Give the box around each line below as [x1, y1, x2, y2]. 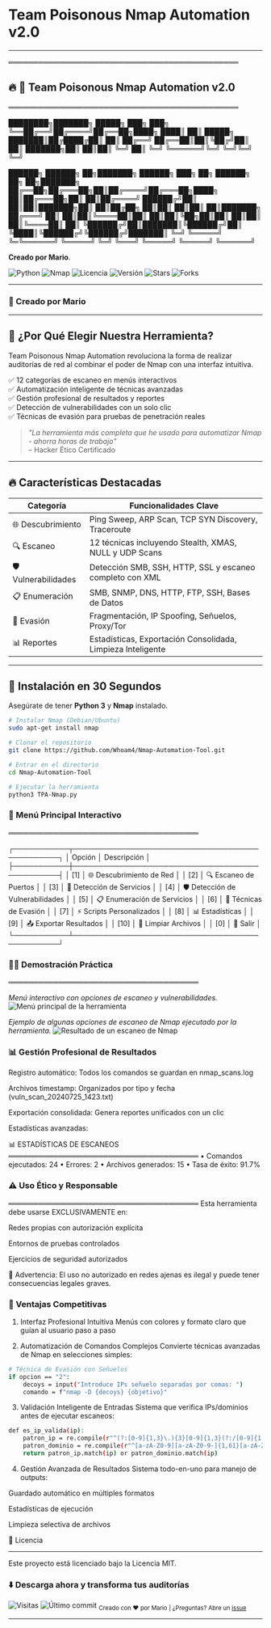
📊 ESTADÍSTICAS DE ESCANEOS [8, 1140, 119, 1149]
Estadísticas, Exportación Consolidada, [89, 633, 237, 645]
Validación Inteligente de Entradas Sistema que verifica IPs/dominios [19, 1402, 248, 1412]
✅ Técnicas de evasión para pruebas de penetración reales [8, 411, 206, 421]
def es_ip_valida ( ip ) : [8, 1427, 85, 1435]
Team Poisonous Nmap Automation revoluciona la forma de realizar [8, 350, 232, 361]
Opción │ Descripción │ [71, 852, 151, 862]
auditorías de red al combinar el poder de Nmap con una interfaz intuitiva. [8, 359, 254, 369]
